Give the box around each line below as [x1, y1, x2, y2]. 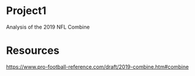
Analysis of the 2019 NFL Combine [6, 23, 90, 30]
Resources [6, 44, 60, 57]
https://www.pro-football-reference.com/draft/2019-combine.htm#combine [6, 63, 189, 70]
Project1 [6, 4, 47, 18]
